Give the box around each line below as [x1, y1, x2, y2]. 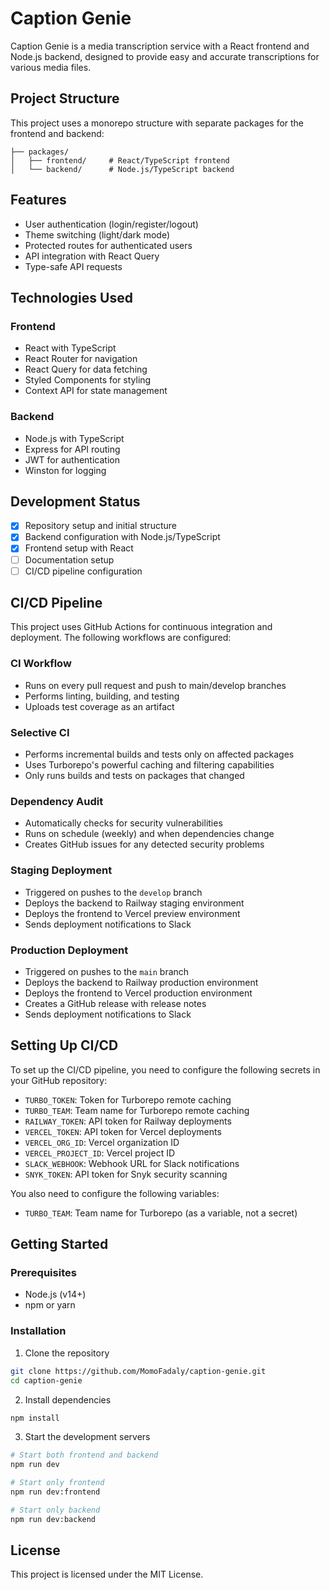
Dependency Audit [10, 795, 104, 808]
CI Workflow [10, 657, 72, 671]
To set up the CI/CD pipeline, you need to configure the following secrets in [10, 1063, 321, 1076]
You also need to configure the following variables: [10, 1187, 220, 1199]
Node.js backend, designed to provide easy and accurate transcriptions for [10, 50, 320, 62]
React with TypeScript [24, 342, 117, 354]
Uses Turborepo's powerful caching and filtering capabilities [24, 759, 275, 771]
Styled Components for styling [24, 374, 152, 386]
